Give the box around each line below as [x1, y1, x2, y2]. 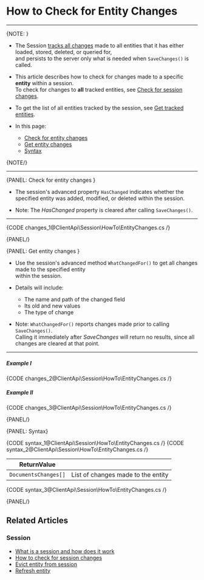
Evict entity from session [15, 561, 78, 568]
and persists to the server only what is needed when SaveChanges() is [15, 55, 189, 62]
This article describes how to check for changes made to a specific [15, 73, 184, 80]
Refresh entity [15, 567, 50, 574]
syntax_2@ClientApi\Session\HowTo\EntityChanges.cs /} [6, 446, 149, 453]
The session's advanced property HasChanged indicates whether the [15, 188, 184, 195]
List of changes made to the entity [71, 470, 169, 478]
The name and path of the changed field [24, 295, 126, 303]
